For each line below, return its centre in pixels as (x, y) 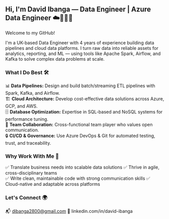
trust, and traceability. (28, 143)
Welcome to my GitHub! (30, 33)
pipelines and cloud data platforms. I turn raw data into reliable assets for (82, 48)
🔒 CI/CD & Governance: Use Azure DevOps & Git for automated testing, (80, 136)
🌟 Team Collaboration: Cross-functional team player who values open (79, 125)
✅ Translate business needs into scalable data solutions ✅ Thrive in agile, (82, 167)
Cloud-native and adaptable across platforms (53, 184)
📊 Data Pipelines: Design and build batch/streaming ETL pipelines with (80, 86)
